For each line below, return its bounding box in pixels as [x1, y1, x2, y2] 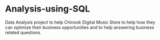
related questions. [5, 29, 42, 35]
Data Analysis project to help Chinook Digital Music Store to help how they [5, 19, 156, 25]
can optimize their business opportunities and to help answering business [5, 24, 155, 30]
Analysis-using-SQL [5, 3, 90, 14]
